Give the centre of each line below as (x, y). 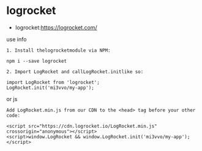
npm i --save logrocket (37, 61)
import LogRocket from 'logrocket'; (53, 82)
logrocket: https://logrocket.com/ (56, 27)
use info (17, 39)
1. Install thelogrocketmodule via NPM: (59, 50)
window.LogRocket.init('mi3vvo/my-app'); (137, 137)
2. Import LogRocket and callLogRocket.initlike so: (75, 72)
